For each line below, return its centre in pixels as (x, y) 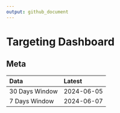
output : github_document (37, 12)
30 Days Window (34, 91)
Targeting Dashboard (60, 41)
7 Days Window (32, 101)
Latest (73, 81)
